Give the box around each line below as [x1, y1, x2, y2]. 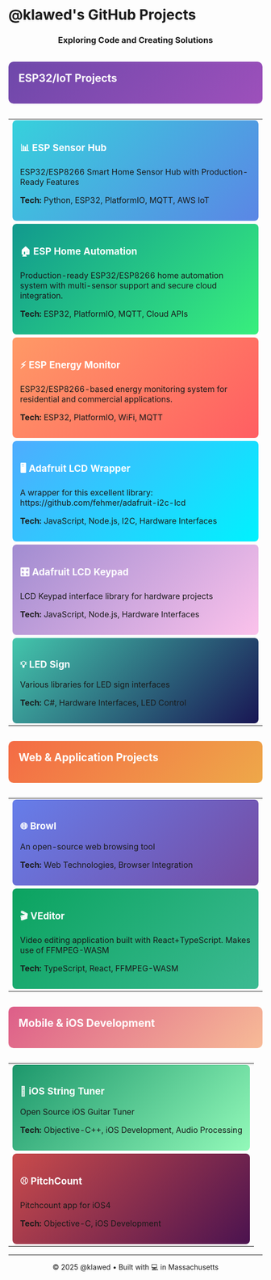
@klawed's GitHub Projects [8, 6, 196, 24]
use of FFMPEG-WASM [19, 944, 110, 955]
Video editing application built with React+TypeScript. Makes [19, 934, 251, 945]
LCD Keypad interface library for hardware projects [19, 590, 214, 601]
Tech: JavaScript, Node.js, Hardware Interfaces [19, 608, 200, 620]
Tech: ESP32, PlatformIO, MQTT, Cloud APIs [19, 308, 188, 319]
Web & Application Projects [19, 751, 159, 764]
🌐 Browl [19, 820, 56, 833]
